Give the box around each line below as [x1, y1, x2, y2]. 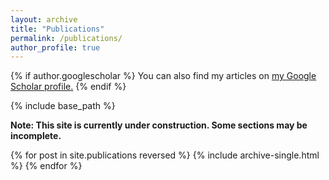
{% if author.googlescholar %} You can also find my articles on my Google [10, 70, 317, 82]
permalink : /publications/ [10, 33, 123, 43]
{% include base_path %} [10, 100, 116, 112]
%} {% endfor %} [10, 160, 83, 172]
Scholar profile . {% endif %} [10, 81, 127, 93]
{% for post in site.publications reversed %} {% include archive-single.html [10, 149, 320, 161]
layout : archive [10, 14, 78, 25]
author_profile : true [10, 42, 101, 53]
